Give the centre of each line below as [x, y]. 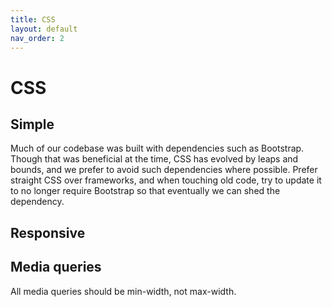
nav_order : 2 [37, 38]
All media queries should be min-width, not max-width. [123, 291]
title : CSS [33, 19]
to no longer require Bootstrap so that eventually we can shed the [145, 191]
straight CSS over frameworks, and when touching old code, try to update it [166, 180]
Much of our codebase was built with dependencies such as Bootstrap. [157, 148]
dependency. [37, 202]
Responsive [48, 232]
